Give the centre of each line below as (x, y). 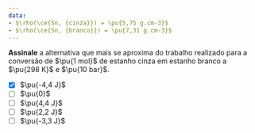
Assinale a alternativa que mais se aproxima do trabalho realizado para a (128, 53)
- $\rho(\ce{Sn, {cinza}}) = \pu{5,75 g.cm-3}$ (89, 23)
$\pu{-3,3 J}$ (42, 120)
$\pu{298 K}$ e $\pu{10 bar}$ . (59, 70)
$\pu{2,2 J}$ (41, 112)
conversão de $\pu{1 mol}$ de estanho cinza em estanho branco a (118, 61)
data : (17, 15)
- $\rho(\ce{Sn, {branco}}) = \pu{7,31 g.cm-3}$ (90, 30)
